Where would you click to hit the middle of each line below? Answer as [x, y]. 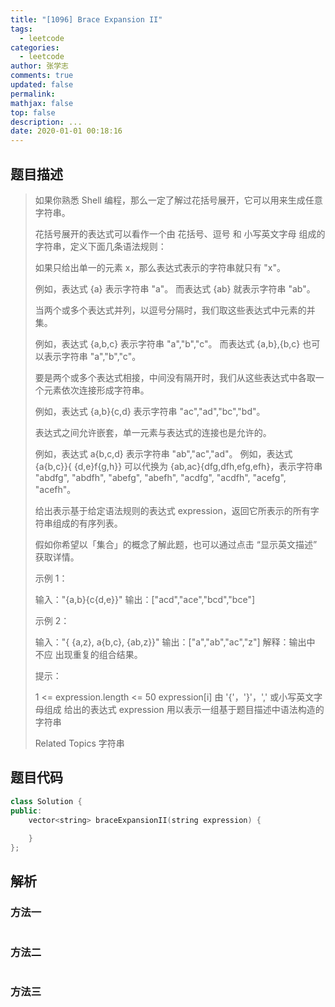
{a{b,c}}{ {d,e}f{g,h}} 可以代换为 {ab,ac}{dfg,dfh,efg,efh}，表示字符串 [178, 466]
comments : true [42, 76]
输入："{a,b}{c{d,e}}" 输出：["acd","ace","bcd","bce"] [145, 599]
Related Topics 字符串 [79, 743]
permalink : [33, 94]
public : [26, 811]
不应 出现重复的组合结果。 [88, 654]
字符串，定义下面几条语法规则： [100, 246]
